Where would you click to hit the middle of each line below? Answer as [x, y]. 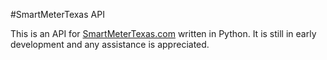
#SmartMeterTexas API [57, 14]
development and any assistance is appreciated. [110, 44]
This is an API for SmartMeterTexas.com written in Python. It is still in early [163, 33]
